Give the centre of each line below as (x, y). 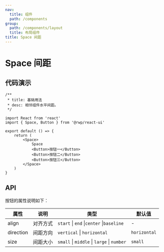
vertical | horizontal (82, 232)
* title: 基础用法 (25, 100)
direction (18, 232)
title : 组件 (21, 14)
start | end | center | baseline (91, 223)
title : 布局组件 (25, 33)
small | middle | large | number (92, 242)
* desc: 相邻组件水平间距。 (33, 105)
